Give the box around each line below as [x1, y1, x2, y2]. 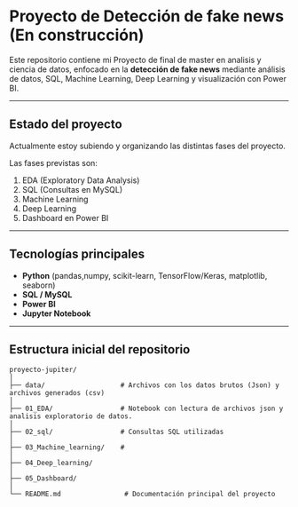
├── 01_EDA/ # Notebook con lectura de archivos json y [9, 404, 284, 414]
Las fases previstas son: [9, 157, 98, 168]
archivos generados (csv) [9, 389, 105, 398]
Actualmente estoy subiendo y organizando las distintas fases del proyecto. [9, 140, 286, 151]
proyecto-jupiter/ [9, 366, 77, 375]
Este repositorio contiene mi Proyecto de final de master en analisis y [9, 54, 262, 65]
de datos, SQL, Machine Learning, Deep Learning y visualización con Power [9, 73, 286, 83]
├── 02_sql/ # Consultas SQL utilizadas [9, 428, 224, 437]
